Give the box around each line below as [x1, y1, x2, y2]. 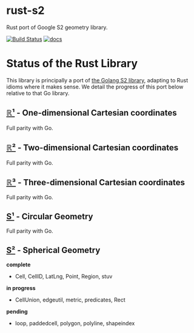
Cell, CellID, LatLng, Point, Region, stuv [15, 272, 113, 280]
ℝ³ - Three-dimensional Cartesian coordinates [6, 177, 186, 188]
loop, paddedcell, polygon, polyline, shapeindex [15, 319, 135, 327]
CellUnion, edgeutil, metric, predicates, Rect [15, 296, 125, 303]
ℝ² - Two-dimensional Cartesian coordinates [6, 143, 179, 153]
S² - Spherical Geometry [6, 245, 101, 255]
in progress [6, 284, 36, 291]
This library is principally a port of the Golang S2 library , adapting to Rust [6, 76, 189, 84]
